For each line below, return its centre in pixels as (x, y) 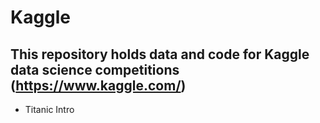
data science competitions (95, 69)
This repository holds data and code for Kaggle (160, 54)
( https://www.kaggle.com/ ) (98, 85)
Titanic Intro (49, 109)
